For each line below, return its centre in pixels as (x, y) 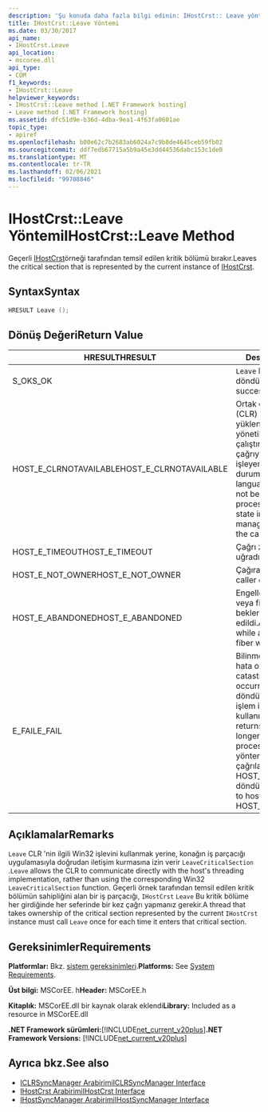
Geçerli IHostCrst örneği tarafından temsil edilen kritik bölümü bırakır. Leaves (132, 258)
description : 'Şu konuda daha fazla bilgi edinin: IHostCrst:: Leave (126, 16)
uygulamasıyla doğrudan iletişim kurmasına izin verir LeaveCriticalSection (131, 862)
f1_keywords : (30, 82)
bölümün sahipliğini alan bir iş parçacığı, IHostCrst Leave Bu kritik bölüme (129, 896)
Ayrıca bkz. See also (59, 1064)
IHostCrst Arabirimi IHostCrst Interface (82, 1091)
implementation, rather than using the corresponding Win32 (106, 879)
